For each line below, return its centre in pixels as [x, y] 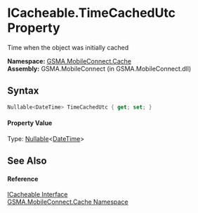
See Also [27, 161]
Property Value [30, 123]
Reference [23, 178]
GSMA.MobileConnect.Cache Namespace [68, 202]
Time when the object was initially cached [68, 47]
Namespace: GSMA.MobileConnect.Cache [70, 61]
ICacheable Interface [38, 195]
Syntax [23, 91]
